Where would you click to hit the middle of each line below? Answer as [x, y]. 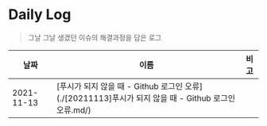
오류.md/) [74, 110]
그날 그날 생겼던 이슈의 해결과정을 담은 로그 [95, 37]
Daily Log [40, 15]
